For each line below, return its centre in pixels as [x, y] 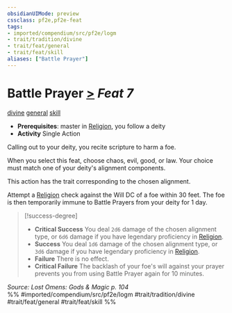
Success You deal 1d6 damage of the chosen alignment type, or [126, 243]
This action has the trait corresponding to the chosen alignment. [99, 181]
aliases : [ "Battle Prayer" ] [48, 59]
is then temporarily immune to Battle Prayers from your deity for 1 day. [107, 202]
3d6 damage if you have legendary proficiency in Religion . [117, 251]
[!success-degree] [51, 216]
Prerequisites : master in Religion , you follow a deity [91, 126]
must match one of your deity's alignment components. [86, 168]
